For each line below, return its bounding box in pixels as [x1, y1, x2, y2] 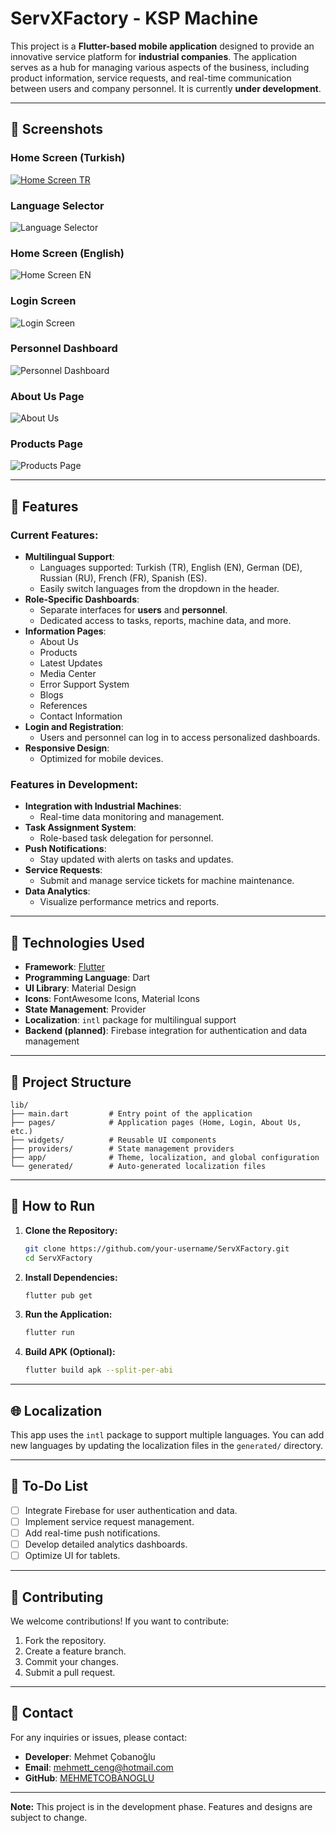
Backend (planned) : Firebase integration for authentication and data [24, 1025, 308, 1037]
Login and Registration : [24, 721, 124, 733]
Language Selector [10, 198, 105, 212]
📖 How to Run [10, 1198, 96, 1215]
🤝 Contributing [10, 1588, 104, 1606]
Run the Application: [24, 1308, 113, 1321]
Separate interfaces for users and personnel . [39, 604, 228, 616]
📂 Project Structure [10, 1073, 132, 1091]
